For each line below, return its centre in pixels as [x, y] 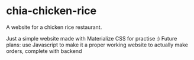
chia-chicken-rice [51, 11]
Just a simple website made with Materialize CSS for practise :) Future [92, 38]
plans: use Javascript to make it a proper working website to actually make [97, 45]
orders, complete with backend [44, 51]
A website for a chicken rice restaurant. [54, 27]
